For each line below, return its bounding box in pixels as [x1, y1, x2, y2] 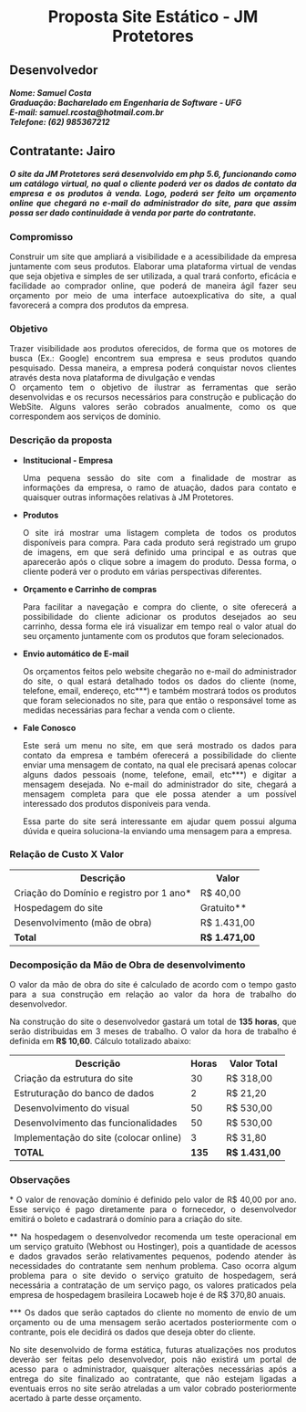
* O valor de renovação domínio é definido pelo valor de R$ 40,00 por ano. [9, 1194, 297, 1206]
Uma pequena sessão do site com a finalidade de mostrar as [22, 472, 297, 483]
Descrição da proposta [9, 434, 113, 446]
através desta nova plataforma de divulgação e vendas [9, 372, 216, 383]
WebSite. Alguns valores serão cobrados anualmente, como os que [9, 402, 297, 413]
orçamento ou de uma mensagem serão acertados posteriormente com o [9, 1317, 297, 1328]
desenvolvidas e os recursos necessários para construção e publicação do [9, 392, 297, 403]
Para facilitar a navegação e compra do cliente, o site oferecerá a [22, 601, 297, 612]
